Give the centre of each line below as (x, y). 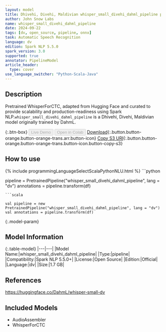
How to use (23, 159)
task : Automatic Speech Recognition (43, 38)
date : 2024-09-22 (23, 28)
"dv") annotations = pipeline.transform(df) (48, 186)
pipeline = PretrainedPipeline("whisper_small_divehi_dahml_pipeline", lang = (83, 180)
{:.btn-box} (17, 132)
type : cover (22, 70)
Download (97, 132)
